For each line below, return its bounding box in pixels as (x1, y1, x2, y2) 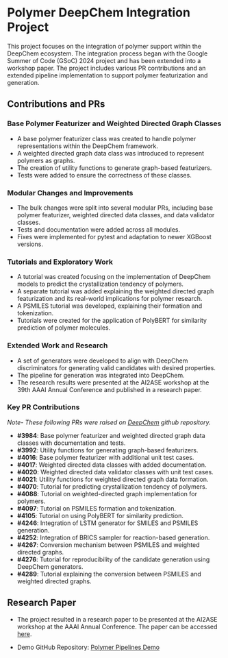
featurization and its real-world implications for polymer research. (16, 295, 203, 303)
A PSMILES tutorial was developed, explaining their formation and (16, 302, 203, 310)
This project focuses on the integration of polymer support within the (7, 42, 202, 50)
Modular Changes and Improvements (7, 188, 134, 197)
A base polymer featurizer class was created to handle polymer (16, 134, 197, 143)
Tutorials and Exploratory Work (7, 257, 114, 267)
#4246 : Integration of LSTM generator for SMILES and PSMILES (16, 519, 199, 527)
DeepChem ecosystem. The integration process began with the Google (7, 49, 208, 58)
